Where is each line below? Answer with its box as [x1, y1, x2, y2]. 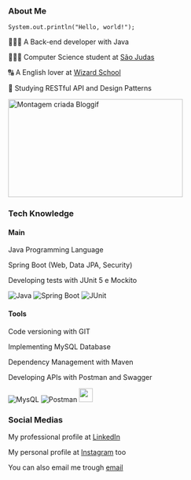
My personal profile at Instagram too [8, 447, 127, 456]
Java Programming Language [8, 245, 104, 255]
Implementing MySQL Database [8, 341, 112, 352]
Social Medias [8, 414, 64, 425]
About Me [8, 6, 47, 17]
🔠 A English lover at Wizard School [8, 68, 122, 77]
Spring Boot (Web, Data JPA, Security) [8, 260, 133, 270]
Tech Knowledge [8, 208, 75, 219]
